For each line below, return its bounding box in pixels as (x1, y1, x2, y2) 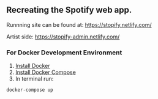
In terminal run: (15, 75, 54, 82)
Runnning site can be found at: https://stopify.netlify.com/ (6, 21, 152, 28)
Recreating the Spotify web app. (6, 5, 132, 15)
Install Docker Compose (15, 68, 77, 76)
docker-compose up (6, 87, 53, 94)
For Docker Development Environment (6, 48, 122, 57)
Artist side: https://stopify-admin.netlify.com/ (6, 33, 120, 40)
